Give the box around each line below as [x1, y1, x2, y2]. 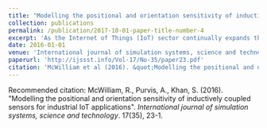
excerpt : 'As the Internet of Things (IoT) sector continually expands [8, 33, 250, 42]
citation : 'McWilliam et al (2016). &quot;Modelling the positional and [8, 64, 254, 72]
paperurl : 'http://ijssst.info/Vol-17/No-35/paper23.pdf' [8, 56, 204, 64]
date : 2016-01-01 [8, 41, 66, 49]
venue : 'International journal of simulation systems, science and [8, 48, 237, 56]
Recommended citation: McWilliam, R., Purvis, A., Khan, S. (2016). [8, 85, 224, 95]
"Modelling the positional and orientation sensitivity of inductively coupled [8, 93, 252, 103]
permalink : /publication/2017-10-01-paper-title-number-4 [8, 26, 204, 34]
